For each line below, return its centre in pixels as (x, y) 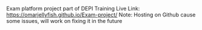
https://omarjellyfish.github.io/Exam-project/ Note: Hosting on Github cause (101, 15)
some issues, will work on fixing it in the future (64, 21)
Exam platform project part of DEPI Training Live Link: (73, 9)
